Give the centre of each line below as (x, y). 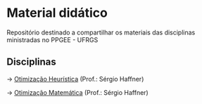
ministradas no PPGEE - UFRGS (52, 39)
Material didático (57, 13)
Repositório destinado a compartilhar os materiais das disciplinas (101, 32)
